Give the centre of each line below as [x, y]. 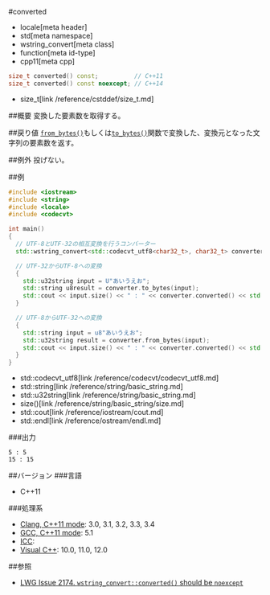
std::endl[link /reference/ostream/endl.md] [90, 421]
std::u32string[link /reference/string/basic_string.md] [108, 395]
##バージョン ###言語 [45, 476]
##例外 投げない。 [39, 159]
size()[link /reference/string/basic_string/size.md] [102, 404]
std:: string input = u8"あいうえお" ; [83, 333]
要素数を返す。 [54, 142]
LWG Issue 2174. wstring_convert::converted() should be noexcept [131, 583]
